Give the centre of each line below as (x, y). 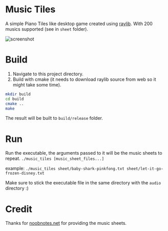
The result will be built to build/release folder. (54, 118)
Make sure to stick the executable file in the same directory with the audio (83, 183)
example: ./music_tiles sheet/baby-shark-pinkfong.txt (65, 169)
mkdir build (18, 94)
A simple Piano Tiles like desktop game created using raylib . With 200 (79, 24)
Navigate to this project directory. (48, 74)
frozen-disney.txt (25, 173)
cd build (15, 99)
